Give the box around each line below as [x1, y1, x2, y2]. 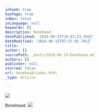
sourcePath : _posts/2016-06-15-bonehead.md [5, 52, 95, 57]
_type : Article [5, 75, 36, 80]
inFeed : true [5, 7, 32, 12]
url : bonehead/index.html [5, 71, 57, 75]
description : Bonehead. [5, 30, 53, 35]
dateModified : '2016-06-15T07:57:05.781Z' [5, 39, 92, 44]
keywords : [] [5, 25, 32, 30]
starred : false [5, 66, 36, 71]
